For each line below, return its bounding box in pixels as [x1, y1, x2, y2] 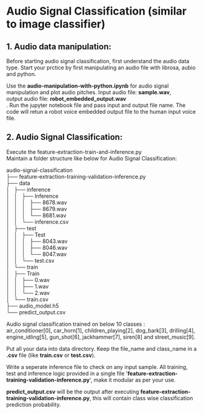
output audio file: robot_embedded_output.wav [6, 95, 127, 102]
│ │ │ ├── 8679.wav [6, 205, 67, 212]
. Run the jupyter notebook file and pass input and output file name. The [6, 102, 186, 109]
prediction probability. [6, 401, 61, 408]
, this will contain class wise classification [89, 394, 193, 402]
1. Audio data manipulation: [6, 41, 111, 52]
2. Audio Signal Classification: [6, 132, 123, 142]
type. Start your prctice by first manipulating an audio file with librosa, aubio [6, 64, 196, 71]
